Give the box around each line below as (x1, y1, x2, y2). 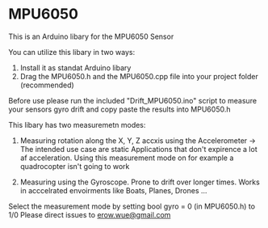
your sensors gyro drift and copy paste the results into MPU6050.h (8, 104, 231, 114)
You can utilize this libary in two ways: (8, 47, 136, 57)
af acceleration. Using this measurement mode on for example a (19, 153, 234, 163)
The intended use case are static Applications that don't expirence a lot (19, 144, 258, 154)
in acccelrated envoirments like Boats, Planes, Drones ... (19, 185, 207, 195)
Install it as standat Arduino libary (19, 62, 132, 73)
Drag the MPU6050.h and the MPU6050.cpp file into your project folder (19, 71, 258, 81)
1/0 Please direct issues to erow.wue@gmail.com (8, 209, 171, 219)
